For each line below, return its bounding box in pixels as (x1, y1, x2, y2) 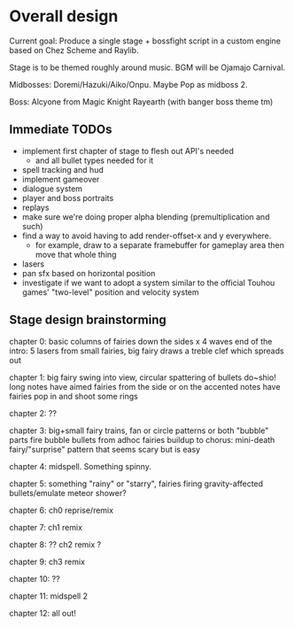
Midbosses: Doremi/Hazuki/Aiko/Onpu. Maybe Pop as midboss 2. (9, 79, 248, 89)
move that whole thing (35, 249, 117, 259)
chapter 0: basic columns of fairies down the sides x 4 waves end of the (9, 336, 273, 346)
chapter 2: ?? (9, 407, 58, 418)
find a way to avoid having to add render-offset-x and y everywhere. (21, 230, 272, 241)
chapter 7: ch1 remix (9, 522, 82, 532)
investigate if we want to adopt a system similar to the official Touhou (21, 277, 275, 288)
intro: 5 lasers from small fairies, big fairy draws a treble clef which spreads (9, 345, 285, 356)
